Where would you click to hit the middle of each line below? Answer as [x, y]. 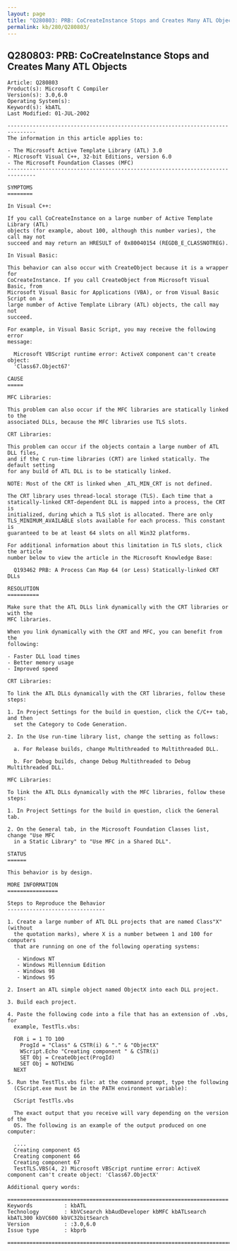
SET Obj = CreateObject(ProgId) [67, 1058]
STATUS [17, 854]
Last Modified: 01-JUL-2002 [49, 114]
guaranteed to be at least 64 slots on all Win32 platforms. [99, 533]
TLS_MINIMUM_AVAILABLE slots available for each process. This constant [116, 521]
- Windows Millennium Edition [61, 965]
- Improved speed [33, 669]
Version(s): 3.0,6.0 [38, 95]
